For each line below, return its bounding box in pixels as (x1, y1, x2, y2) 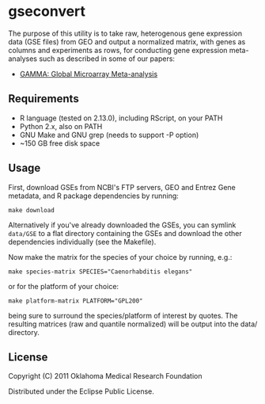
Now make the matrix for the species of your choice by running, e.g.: (8, 252, 233, 261)
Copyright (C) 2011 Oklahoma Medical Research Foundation (8, 372, 203, 381)
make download (8, 206, 55, 214)
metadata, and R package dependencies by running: (8, 191, 180, 200)
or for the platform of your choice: (8, 281, 119, 291)
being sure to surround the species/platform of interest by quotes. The (8, 311, 238, 320)
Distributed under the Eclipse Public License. (8, 387, 154, 396)
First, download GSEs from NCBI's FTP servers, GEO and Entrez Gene (8, 182, 236, 192)
